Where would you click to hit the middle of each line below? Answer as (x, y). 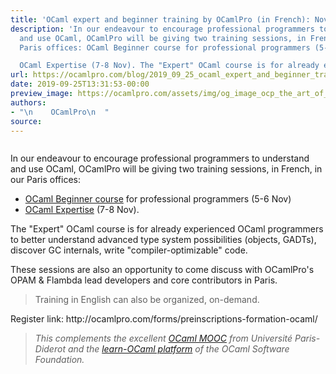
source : (26, 121)
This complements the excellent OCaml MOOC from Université (163, 338)
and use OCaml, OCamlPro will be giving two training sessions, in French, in (166, 169)
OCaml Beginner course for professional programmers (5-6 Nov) (158, 199)
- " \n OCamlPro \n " (60, 112)
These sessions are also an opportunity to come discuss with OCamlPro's (162, 270)
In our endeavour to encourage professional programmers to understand (160, 158)
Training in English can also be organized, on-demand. (147, 300)
